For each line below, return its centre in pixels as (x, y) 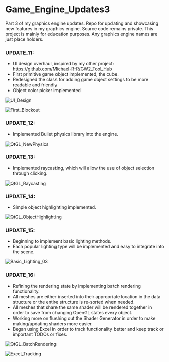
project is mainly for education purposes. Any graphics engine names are (81, 34)
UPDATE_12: (20, 123)
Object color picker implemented (46, 91)
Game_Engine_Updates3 (58, 9)
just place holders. (24, 39)
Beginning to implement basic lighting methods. (62, 241)
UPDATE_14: (20, 196)
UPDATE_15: (20, 230)
